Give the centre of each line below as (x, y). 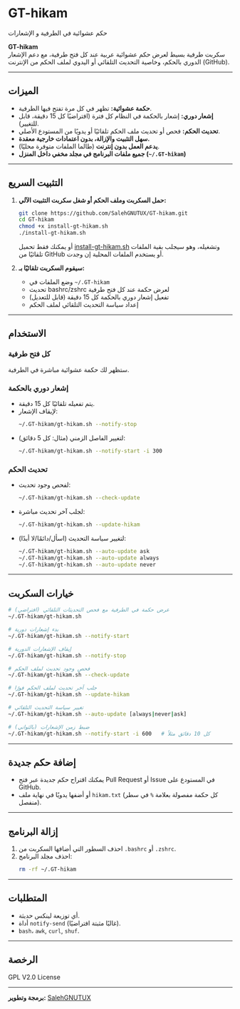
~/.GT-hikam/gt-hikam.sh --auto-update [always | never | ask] (98, 714)
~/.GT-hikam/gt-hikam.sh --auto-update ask (84, 551)
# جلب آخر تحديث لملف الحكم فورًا (53, 688)
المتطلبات (28, 898)
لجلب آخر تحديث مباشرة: (52, 511)
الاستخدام (27, 334)
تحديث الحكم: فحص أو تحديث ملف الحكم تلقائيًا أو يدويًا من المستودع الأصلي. (119, 131)
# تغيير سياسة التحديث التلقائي (46, 708)
